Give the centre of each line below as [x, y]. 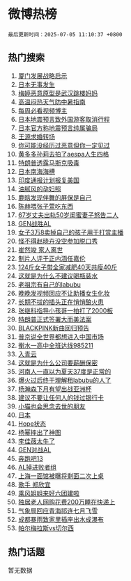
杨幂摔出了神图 [39, 432]
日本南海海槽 [36, 171]
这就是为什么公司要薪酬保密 [58, 363]
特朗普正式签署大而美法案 [55, 319]
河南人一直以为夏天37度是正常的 [64, 371]
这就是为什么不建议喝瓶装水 [58, 276]
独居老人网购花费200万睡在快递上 [67, 502]
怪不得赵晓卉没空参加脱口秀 [58, 241]
